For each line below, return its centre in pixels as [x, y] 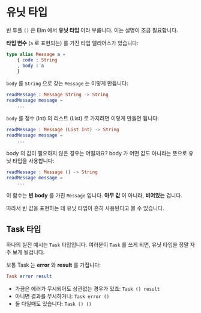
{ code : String [37, 60]
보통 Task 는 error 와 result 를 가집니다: [53, 265]
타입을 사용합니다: [33, 161]
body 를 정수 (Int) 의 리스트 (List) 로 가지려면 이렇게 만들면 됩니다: [82, 119]
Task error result [29, 277]
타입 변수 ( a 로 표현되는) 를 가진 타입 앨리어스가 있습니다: [73, 43]
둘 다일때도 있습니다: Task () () [53, 304]
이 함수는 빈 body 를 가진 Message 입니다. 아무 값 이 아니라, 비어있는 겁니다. [94, 196]
